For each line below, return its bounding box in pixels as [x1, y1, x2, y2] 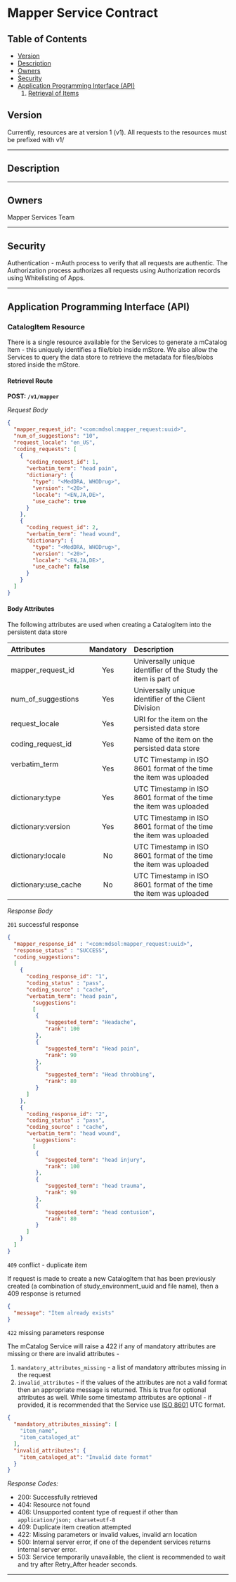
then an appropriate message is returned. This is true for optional [17, 1386, 206, 1394]
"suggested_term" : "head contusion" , [44, 1208, 156, 1215]
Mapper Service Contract [7, 5, 158, 21]
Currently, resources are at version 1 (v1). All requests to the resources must [7, 128, 227, 137]
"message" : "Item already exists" [13, 1309, 114, 1317]
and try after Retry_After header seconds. [17, 1560, 138, 1569]
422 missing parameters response [7, 1329, 105, 1337]
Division [133, 702, 160, 712]
